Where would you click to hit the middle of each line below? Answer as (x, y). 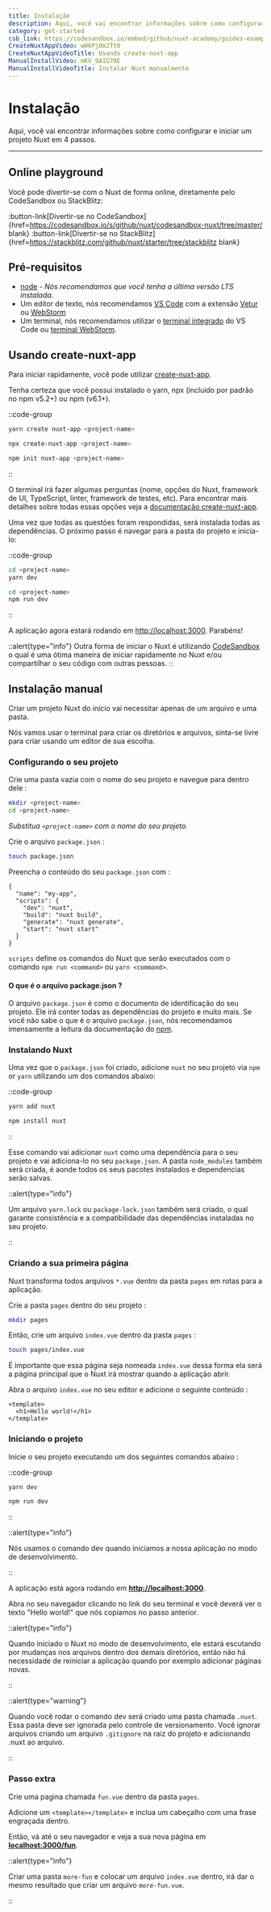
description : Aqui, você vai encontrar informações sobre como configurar (137, 23)
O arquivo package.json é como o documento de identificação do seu (124, 1004)
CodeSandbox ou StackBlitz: (56, 200)
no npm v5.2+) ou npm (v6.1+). (60, 399)
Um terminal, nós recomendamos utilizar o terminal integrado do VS (133, 321)
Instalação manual (56, 689)
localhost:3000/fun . (43, 1845)
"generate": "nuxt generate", (74, 922)
